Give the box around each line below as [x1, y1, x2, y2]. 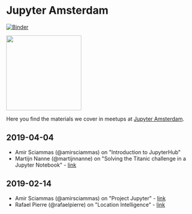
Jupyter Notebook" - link [14, 161, 77, 168]
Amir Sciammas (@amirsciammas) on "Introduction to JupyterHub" [14, 148, 181, 156]
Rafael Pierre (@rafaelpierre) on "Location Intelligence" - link [14, 201, 166, 208]
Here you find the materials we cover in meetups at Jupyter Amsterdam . [6, 115, 185, 122]
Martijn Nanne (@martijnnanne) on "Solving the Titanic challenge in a [14, 155, 187, 162]
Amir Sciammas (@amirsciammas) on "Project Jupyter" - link [14, 194, 166, 201]
